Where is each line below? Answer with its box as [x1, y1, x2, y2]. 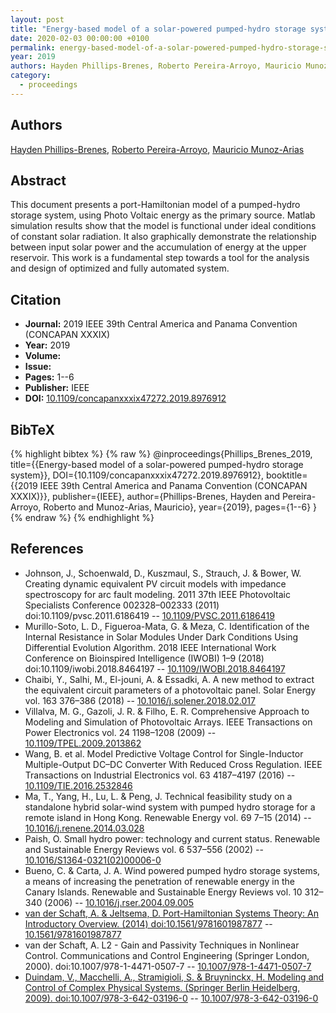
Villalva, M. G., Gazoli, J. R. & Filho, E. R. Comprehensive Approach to [24, 705, 310, 717]
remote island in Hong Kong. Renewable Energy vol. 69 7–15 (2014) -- [24, 811, 312, 823]
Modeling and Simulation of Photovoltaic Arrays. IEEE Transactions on [24, 716, 313, 728]
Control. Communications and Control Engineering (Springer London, [24, 949, 310, 961]
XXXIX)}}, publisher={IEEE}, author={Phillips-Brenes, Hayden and [10, 491, 280, 502]
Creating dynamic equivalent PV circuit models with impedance [24, 577, 287, 590]
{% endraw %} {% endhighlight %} [10, 512, 155, 523]
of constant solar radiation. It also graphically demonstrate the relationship [10, 231, 317, 243]
